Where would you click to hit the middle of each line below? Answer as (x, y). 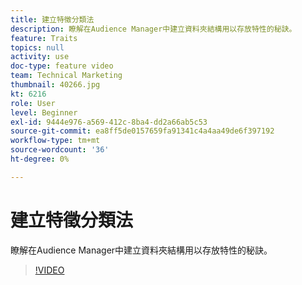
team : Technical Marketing (66, 76)
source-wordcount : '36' (60, 150)
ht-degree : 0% (40, 159)
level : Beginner (44, 112)
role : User (33, 103)
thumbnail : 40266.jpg (55, 85)
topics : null (37, 47)
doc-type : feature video (62, 66)
